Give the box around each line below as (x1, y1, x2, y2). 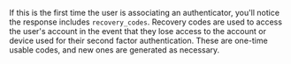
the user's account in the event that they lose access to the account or (9, 26, 267, 36)
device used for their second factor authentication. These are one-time (9, 35, 268, 46)
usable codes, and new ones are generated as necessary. (9, 45, 220, 55)
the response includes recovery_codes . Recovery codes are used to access (9, 17, 283, 27)
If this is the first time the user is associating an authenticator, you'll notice (9, 8, 280, 18)
